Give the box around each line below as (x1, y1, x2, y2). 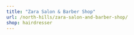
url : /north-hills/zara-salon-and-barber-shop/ (6, 14, 129, 20)
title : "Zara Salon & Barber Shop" (6, 8, 96, 15)
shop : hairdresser (6, 20, 53, 26)
